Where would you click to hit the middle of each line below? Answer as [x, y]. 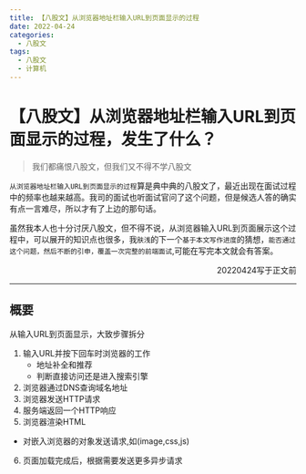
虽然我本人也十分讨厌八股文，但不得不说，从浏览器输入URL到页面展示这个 [149, 228]
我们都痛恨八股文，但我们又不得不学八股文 [112, 166]
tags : [20, 52]
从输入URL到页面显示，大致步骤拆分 [77, 334]
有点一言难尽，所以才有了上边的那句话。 [85, 208]
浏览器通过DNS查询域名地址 [75, 387]
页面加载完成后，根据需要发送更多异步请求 [102, 460]
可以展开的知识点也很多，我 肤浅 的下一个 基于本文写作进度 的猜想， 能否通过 [164, 239]
